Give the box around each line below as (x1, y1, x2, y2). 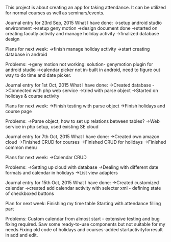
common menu (5, 144, 37, 150)
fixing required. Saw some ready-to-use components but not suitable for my (5, 221, 166, 227)
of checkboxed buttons (5, 190, 55, 196)
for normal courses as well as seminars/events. (5, 10, 105, 16)
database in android (5, 51, 47, 57)
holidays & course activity (5, 93, 60, 99)
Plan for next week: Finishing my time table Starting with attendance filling (5, 201, 161, 206)
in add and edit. (5, 232, 38, 238)
